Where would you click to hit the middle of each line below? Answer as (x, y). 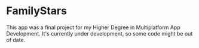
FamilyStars (37, 11)
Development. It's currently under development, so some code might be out (99, 33)
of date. (16, 40)
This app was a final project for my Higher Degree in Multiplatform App (93, 27)
